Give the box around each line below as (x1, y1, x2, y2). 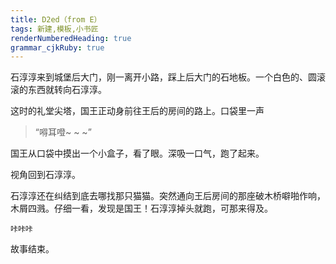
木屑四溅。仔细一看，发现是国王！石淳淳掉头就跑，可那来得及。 (10, 202, 273, 215)
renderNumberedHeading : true (10, 33, 132, 43)
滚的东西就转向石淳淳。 (10, 84, 107, 96)
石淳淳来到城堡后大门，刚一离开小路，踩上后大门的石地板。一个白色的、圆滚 (10, 71, 326, 83)
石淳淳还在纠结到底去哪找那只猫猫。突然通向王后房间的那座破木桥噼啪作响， (10, 190, 326, 202)
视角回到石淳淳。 (10, 169, 81, 181)
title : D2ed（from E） (10, 14, 102, 25)
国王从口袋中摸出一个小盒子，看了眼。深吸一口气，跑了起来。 (10, 147, 265, 160)
